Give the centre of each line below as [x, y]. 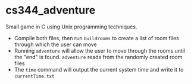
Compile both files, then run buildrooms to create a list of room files [96, 38]
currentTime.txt [34, 76]
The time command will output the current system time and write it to [99, 69]
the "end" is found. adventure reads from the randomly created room [98, 57]
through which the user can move [55, 44]
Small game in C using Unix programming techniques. [71, 27]
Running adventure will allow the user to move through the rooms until [100, 50]
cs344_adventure [51, 10]
